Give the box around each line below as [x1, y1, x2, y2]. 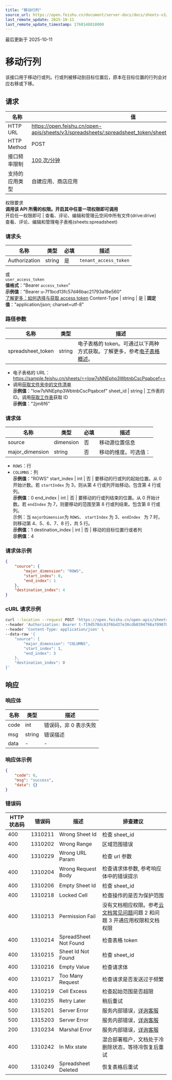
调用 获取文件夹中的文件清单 [12, 381, 72, 387]
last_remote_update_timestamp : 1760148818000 [5, 22, 104, 27]
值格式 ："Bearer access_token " [5, 282, 71, 288]
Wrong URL [59, 849, 87, 856]
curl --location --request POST [5, 618, 74, 623]
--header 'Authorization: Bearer [5, 622, 77, 627]
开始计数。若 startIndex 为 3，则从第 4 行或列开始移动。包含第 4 [12, 482, 151, 488]
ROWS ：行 [12, 462, 32, 469]
